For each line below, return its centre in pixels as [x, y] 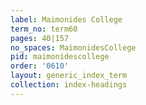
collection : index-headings [69, 85]
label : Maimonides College [66, 19]
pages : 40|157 [40, 38]
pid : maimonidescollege [60, 57]
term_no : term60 [44, 29]
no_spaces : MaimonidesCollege [73, 47]
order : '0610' [40, 66]
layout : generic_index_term [69, 76]
